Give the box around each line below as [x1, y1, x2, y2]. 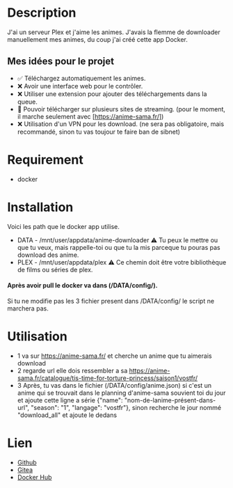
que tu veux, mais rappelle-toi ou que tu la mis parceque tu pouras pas [17, 243, 220, 251]
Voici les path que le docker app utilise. [7, 222, 120, 230]
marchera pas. [7, 304, 49, 313]
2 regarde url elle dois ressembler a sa [17, 366, 128, 375]
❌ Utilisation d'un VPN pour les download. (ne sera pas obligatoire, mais [17, 120, 225, 128]
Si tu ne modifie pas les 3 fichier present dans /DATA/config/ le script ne [7, 297, 214, 305]
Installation [7, 199, 74, 215]
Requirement [7, 152, 83, 168]
